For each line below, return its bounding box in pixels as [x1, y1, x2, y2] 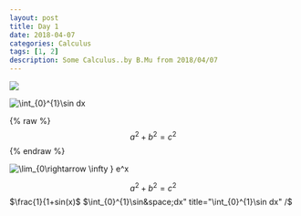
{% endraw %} [9, 145, 66, 156]
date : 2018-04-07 [9, 30, 76, 39]
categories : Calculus [9, 38, 92, 48]
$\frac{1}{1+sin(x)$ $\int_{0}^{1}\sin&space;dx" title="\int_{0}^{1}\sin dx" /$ [9, 197, 293, 208]
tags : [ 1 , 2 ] [9, 47, 59, 57]
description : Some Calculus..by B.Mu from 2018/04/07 [9, 56, 219, 65]
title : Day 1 [9, 22, 59, 31]
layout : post [9, 13, 59, 23]
